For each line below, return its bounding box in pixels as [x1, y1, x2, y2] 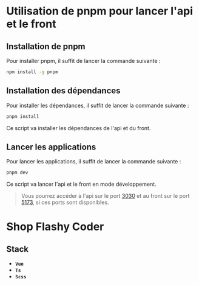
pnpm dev [6, 169, 29, 176]
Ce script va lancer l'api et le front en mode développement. [6, 180, 157, 188]
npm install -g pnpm [6, 69, 59, 75]
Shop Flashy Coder [6, 220, 104, 234]
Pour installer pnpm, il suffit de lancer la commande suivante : [6, 57, 161, 64]
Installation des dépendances [6, 86, 121, 96]
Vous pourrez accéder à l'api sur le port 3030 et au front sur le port [21, 192, 190, 200]
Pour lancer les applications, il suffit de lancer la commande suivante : [6, 158, 181, 165]
